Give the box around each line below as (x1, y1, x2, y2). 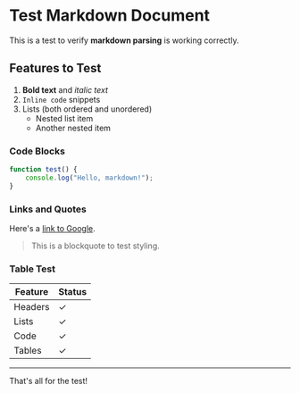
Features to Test (9, 61, 102, 76)
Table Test (9, 263, 56, 275)
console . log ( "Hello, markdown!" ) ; (25, 173, 154, 182)
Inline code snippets (21, 94, 101, 105)
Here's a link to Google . (9, 222, 96, 233)
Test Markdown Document (9, 5, 211, 26)
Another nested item (35, 122, 112, 133)
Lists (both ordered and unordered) (21, 104, 153, 114)
